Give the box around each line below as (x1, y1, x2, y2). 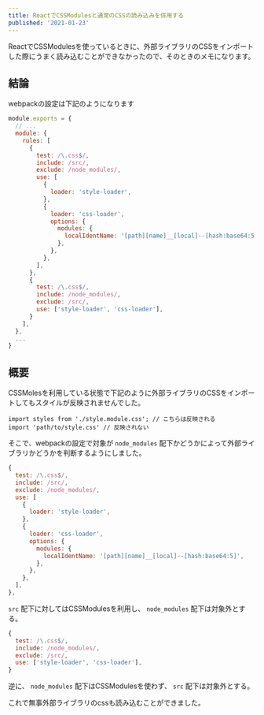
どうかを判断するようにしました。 (35, 449, 146, 458)
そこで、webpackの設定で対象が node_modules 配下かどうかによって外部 (8, 438, 242, 448)
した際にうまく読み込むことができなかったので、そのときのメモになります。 (8, 51, 255, 61)
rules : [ (22, 136, 51, 144)
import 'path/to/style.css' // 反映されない (8, 423, 149, 432)
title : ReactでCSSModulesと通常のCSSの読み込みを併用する (8, 11, 185, 20)
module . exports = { (8, 115, 72, 123)
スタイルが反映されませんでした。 (35, 398, 145, 408)
